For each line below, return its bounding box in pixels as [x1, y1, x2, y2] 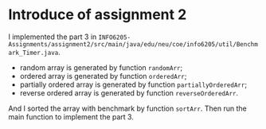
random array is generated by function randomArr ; [19, 62, 183, 72]
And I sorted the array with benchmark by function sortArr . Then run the [8, 104, 247, 113]
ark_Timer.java [8, 49, 59, 57]
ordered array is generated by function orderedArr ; [19, 71, 187, 80]
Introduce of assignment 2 [8, 6, 187, 24]
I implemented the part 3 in [8, 32, 97, 41]
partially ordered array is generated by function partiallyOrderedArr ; [19, 80, 248, 89]
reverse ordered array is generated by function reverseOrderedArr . [19, 88, 239, 97]
